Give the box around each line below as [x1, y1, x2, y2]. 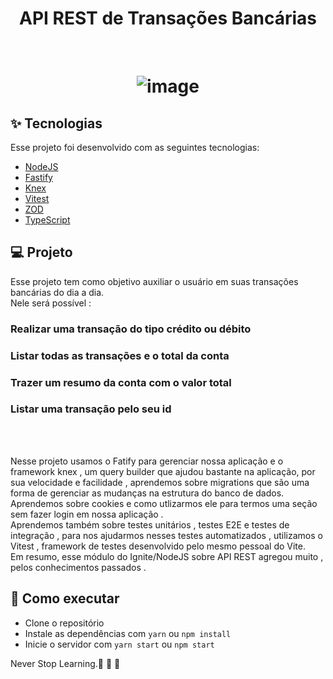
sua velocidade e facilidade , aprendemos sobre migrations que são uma [10, 476, 310, 488]
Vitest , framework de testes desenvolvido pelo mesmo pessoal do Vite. [10, 540, 306, 552]
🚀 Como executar [10, 590, 120, 607]
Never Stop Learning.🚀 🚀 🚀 [10, 657, 121, 669]
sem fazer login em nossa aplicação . [10, 508, 164, 520]
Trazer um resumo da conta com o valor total [10, 375, 232, 389]
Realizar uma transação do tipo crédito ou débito [10, 322, 252, 336]
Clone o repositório [24, 617, 105, 629]
